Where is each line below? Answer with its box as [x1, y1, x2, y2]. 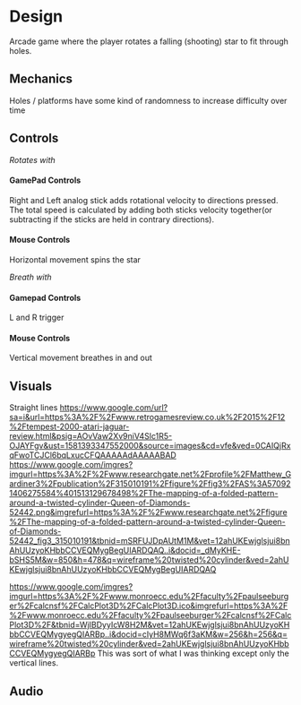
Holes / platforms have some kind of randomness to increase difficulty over [9, 95, 288, 106]
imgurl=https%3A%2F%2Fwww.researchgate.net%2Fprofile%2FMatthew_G [9, 469, 292, 480]
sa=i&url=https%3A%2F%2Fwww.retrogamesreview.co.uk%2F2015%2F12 [9, 412, 286, 423]
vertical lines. [9, 658, 59, 668]
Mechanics [9, 72, 73, 87]
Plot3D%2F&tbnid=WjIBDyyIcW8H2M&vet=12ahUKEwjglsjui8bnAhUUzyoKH [9, 620, 290, 631]
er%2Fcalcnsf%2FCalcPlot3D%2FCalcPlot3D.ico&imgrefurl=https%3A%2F [9, 600, 288, 611]
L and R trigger [9, 312, 64, 323]
